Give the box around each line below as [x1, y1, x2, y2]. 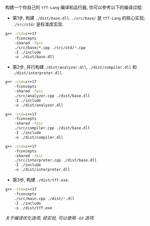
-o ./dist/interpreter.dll [14, 167, 70, 172]
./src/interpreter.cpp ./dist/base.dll [14, 158, 97, 163]
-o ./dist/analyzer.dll [14, 102, 64, 107]
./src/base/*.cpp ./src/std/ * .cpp [14, 45, 86, 50]
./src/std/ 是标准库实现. [12, 21, 64, 27]
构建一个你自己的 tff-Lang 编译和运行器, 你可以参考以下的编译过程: [5, 4, 143, 10]
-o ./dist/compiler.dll [14, 134, 64, 140]
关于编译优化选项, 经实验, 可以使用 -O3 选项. [5, 215, 95, 221]
